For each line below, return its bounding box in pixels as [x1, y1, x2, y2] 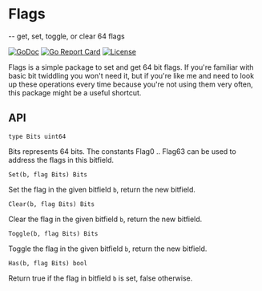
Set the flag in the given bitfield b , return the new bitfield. [8, 184, 196, 194]
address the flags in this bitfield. [8, 155, 115, 164]
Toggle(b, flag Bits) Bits [8, 229, 99, 237]
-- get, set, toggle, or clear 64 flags [8, 31, 126, 41]
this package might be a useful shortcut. [8, 87, 142, 97]
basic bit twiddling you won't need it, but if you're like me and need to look [8, 71, 255, 80]
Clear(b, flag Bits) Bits [8, 200, 95, 208]
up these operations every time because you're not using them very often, [8, 79, 254, 89]
